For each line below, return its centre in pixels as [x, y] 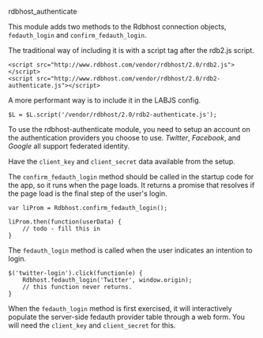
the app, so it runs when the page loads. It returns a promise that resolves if [131, 185]
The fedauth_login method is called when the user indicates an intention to [130, 250]
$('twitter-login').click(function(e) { [76, 273]
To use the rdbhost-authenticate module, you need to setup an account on [130, 129]
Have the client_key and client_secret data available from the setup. [122, 161]
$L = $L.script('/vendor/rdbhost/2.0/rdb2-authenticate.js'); [113, 115]
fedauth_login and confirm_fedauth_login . [78, 35]
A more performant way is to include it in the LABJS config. [105, 100]
